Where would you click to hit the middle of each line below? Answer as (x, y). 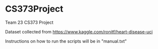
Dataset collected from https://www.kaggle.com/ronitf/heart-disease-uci (79, 32)
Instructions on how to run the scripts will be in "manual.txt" (66, 41)
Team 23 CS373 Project (29, 22)
